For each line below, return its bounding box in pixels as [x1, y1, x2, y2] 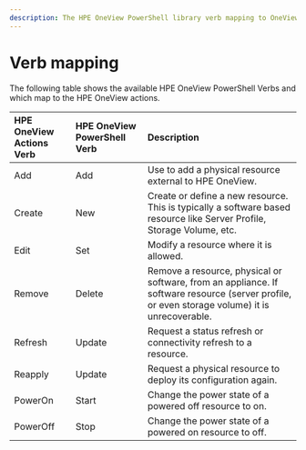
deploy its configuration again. [147, 374, 278, 386]
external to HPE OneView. [147, 175, 258, 187]
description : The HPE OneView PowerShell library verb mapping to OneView [9, 13, 300, 23]
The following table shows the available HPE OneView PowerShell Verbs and [9, 83, 296, 94]
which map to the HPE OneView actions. [9, 92, 161, 103]
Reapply [14, 367, 50, 380]
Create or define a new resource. [147, 189, 289, 202]
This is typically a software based [147, 201, 291, 214]
